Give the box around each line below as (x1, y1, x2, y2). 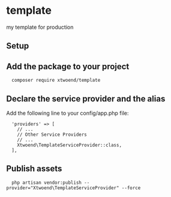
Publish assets (6, 163, 62, 174)
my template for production (6, 23, 74, 31)
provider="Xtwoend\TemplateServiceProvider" (6, 184, 119, 191)
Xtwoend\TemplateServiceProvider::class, (17, 142, 122, 148)
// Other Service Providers (17, 132, 87, 138)
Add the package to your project (6, 61, 130, 71)
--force (121, 184, 141, 191)
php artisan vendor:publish (11, 180, 82, 186)
